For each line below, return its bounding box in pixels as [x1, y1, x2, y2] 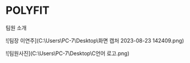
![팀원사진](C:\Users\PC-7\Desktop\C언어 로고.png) [5, 49, 130, 57]
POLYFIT [5, 4, 50, 17]
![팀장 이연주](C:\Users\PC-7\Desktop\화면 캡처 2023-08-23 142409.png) [5, 37, 184, 44]
